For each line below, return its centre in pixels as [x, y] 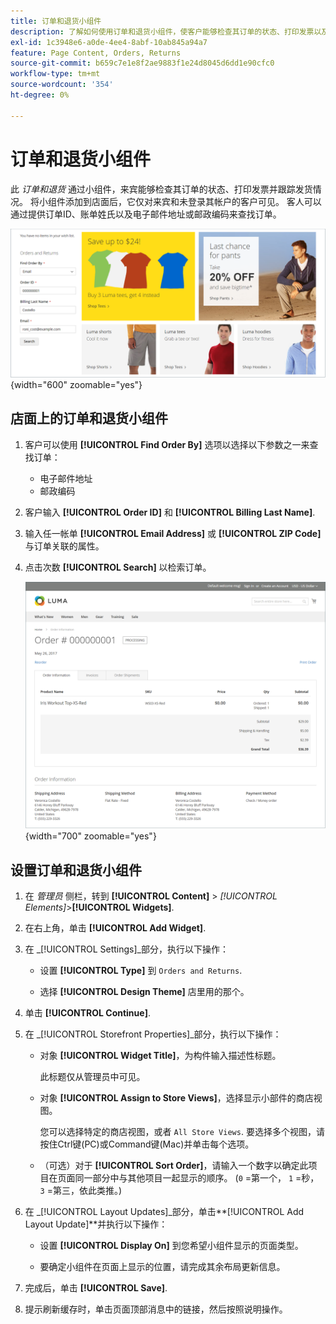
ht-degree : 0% [40, 95]
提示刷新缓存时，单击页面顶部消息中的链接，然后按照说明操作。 [156, 1309]
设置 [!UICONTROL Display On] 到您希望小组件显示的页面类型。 [171, 1246]
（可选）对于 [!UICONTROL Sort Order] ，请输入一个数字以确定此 [174, 1166]
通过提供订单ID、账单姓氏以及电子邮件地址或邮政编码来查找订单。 [146, 214]
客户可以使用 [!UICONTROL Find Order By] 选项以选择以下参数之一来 [167, 444]
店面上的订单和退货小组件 [89, 418]
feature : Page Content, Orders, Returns [96, 53]
